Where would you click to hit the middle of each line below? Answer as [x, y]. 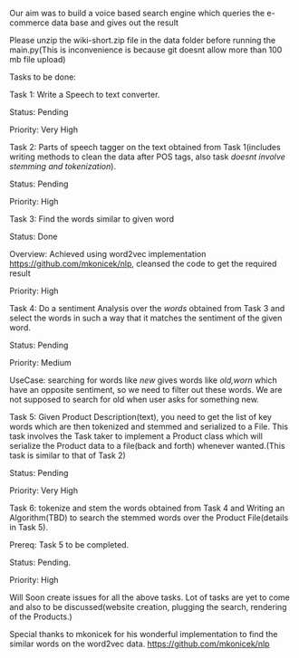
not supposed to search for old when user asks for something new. [135, 399]
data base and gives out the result [115, 23]
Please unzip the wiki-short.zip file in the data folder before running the [143, 40]
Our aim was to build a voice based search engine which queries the [137, 13]
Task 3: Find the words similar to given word [92, 219]
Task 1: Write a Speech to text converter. [85, 95]
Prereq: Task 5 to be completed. [69, 545]
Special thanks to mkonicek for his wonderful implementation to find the [144, 634]
